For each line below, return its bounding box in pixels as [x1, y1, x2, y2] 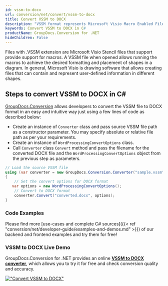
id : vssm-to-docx [5, 7, 41, 12]
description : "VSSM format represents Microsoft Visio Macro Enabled [5, 21, 153, 26]
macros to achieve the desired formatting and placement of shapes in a [5, 59, 152, 65]
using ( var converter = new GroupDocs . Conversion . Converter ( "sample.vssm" [5, 169, 164, 175]
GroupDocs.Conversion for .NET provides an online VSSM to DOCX [5, 255, 144, 261]
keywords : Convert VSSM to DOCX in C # [5, 26, 86, 31]
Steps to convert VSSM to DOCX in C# [5, 90, 126, 98]
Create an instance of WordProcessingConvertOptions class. [12, 139, 134, 145]
